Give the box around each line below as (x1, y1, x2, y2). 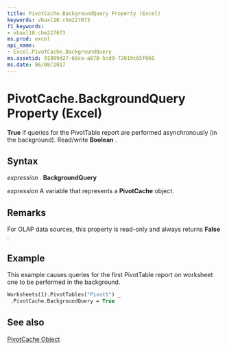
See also (7, 317, 45, 329)
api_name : (7, 42, 36, 49)
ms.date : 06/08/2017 (7, 61, 67, 68)
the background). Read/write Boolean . (7, 135, 118, 144)
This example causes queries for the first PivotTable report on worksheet (7, 271, 213, 278)
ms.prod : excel (7, 36, 51, 43)
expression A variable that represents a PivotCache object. (7, 187, 175, 195)
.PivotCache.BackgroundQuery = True (10, 297, 115, 305)
